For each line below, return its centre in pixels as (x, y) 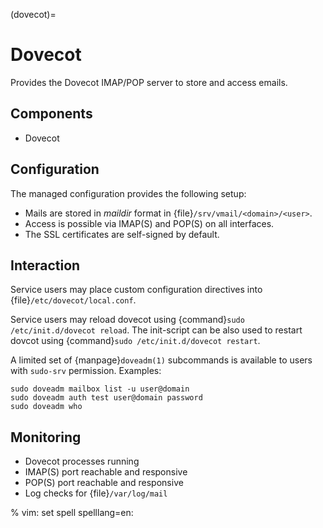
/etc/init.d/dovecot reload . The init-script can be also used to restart (156, 330)
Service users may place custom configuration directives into (136, 290)
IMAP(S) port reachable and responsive (106, 472)
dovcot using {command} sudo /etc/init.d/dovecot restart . (135, 341)
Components (51, 114)
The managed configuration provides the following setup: (128, 193)
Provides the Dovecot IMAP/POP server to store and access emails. (149, 82)
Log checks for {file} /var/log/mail (96, 493)
